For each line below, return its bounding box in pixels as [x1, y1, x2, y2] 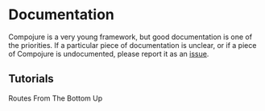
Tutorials [8, 72, 54, 85]
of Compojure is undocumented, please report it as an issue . [8, 49, 209, 58]
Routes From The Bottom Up [8, 93, 103, 103]
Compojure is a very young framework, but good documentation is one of [8, 32, 252, 42]
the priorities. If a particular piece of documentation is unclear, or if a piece [8, 40, 257, 50]
